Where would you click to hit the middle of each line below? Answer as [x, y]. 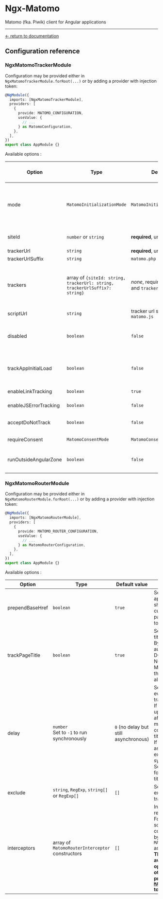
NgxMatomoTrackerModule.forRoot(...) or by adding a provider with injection [81, 81]
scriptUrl [17, 313]
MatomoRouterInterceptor [81, 848]
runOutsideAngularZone [35, 459]
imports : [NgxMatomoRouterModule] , [45, 518]
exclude [16, 792]
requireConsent [25, 440]
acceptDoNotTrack [29, 422]
